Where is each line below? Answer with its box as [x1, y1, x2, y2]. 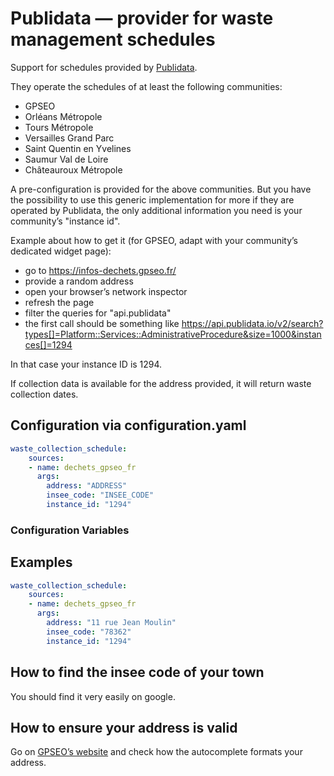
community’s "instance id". [10, 215, 121, 227]
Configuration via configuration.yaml [10, 417, 247, 434]
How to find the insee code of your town [10, 664, 265, 681]
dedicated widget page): [10, 245, 112, 257]
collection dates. [10, 388, 79, 400]
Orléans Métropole [24, 110, 103, 122]
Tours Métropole [24, 121, 94, 133]
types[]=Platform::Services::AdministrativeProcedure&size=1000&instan [24, 328, 322, 340]
